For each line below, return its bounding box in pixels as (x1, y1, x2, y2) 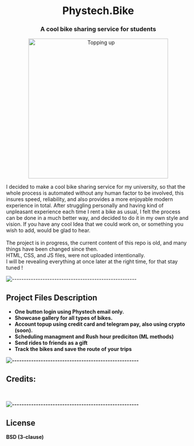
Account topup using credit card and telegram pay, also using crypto (14, 321, 185, 328)
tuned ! (6, 264, 23, 271)
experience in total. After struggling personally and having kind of (6, 202, 164, 209)
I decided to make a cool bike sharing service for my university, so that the (6, 183, 186, 190)
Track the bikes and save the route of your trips (14, 346, 132, 353)
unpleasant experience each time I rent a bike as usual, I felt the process (6, 208, 181, 215)
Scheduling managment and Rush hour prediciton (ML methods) (14, 333, 174, 341)
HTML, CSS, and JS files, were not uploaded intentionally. (6, 252, 145, 259)
